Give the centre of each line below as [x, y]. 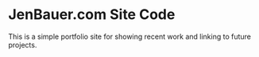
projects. [23, 44]
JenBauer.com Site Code [92, 15]
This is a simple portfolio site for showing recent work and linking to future [130, 36]
